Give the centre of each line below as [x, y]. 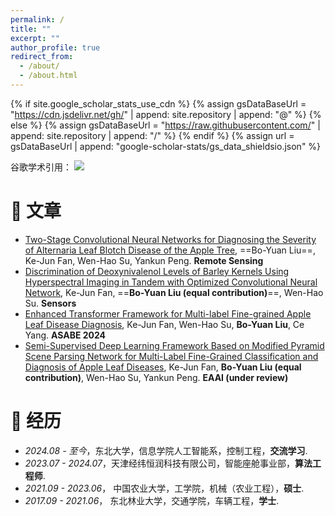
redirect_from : [42, 57]
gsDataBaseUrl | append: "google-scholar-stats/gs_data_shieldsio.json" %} [166, 146]
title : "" [31, 29]
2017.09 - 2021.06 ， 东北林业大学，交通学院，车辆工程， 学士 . [152, 500]
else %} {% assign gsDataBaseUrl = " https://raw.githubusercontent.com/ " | [165, 125]
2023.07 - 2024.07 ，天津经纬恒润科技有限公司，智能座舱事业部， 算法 [168, 463]
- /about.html [48, 76]
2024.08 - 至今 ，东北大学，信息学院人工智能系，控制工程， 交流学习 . [166, 450]
